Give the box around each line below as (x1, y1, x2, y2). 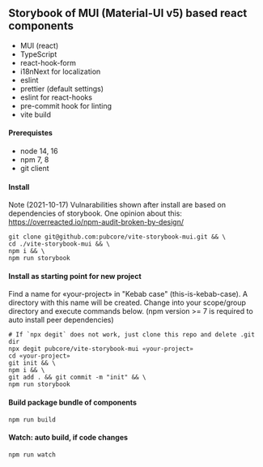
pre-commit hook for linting (19, 101, 112, 110)
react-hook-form (19, 58, 77, 67)
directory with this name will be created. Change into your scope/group (8, 298, 247, 307)
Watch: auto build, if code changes (8, 433, 128, 443)
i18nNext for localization (19, 66, 101, 76)
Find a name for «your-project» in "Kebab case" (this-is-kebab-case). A (8, 289, 248, 299)
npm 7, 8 (19, 155, 49, 165)
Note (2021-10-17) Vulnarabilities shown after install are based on (8, 200, 227, 210)
